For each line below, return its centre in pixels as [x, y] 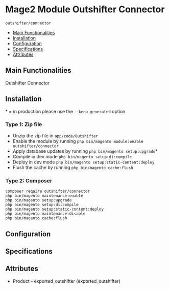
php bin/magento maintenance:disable [45, 214]
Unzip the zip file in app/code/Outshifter [55, 136]
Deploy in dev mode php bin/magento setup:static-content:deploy [83, 162]
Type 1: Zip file [24, 125]
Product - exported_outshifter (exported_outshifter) [67, 281]
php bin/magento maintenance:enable [44, 196]
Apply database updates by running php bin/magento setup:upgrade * [85, 151]
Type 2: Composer [29, 180]
